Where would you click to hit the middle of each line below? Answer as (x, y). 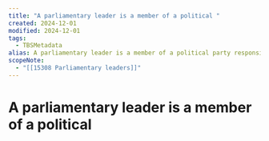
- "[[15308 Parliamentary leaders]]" (78, 68)
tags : (17, 38)
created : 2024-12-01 (43, 23)
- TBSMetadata (39, 46)
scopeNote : (26, 61)
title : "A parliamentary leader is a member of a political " (114, 16)
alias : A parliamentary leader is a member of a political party (119, 53)
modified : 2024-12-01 (44, 30)
